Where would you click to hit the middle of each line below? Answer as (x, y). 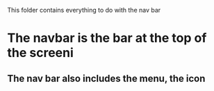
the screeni (41, 53)
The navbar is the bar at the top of (107, 38)
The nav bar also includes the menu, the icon (106, 78)
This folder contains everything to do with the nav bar (84, 10)
